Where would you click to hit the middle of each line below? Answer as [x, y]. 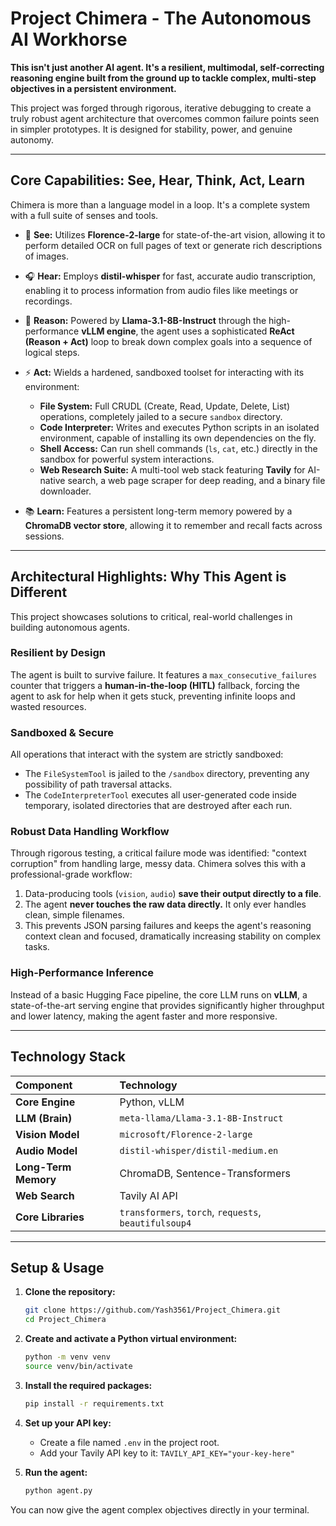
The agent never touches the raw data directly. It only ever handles [165, 904]
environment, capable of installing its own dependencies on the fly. [178, 438]
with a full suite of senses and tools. [84, 215]
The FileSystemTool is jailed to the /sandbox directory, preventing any [167, 774]
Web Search [45, 1195]
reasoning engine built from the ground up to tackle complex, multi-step [163, 78]
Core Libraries [50, 1217]
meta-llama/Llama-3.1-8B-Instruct [201, 1118]
